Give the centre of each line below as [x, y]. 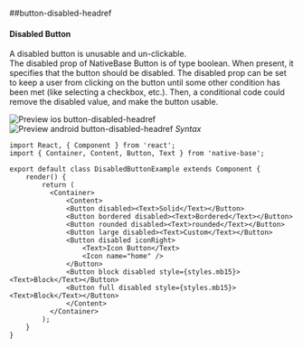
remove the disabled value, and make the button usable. [114, 102]
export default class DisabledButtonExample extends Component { [135, 169]
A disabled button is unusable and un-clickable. [98, 54]
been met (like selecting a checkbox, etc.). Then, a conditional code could [147, 92]
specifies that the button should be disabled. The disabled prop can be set [148, 73]
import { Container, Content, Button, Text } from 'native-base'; [137, 154]
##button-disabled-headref [61, 13]
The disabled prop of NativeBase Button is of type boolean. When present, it [151, 63]
